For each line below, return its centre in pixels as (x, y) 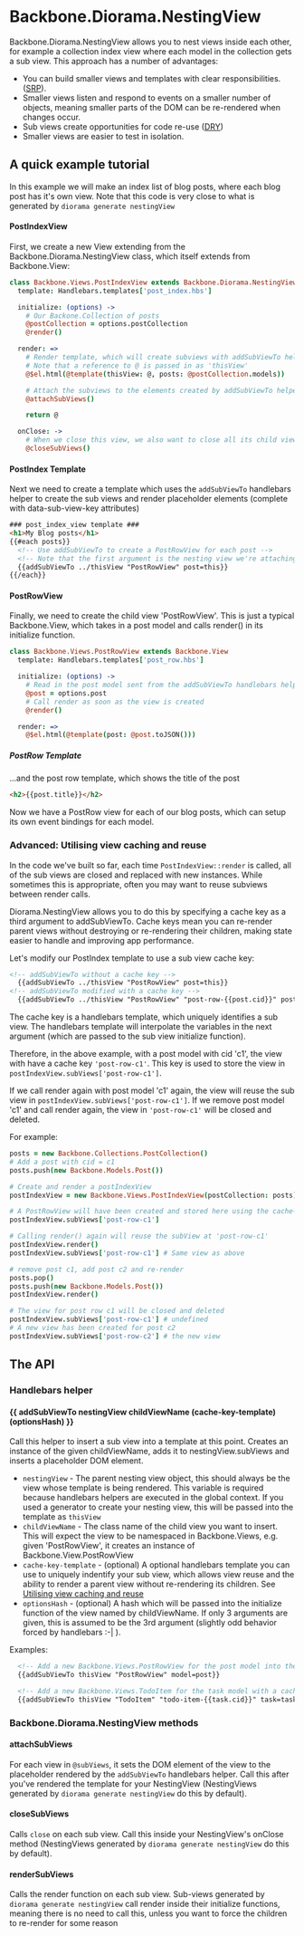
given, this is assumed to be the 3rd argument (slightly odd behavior (150, 1623)
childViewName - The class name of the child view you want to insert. (150, 1527)
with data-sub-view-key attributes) (75, 508)
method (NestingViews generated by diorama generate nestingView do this (149, 1844)
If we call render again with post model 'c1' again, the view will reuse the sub (152, 1090)
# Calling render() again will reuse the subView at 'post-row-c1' (139, 1236)
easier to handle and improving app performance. (102, 940)
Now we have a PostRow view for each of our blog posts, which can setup (148, 812)
